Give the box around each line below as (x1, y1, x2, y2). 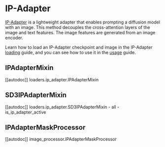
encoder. (5, 35, 23, 41)
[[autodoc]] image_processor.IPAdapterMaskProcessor (5, 136, 117, 142)
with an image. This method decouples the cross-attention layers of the (5, 24, 150, 30)
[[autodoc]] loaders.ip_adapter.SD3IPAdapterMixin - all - (5, 104, 120, 110)
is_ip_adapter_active (5, 109, 46, 115)
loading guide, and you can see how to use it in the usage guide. (5, 49, 136, 55)
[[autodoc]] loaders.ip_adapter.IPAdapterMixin (5, 76, 99, 82)
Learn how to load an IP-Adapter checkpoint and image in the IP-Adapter (5, 44, 153, 50)
